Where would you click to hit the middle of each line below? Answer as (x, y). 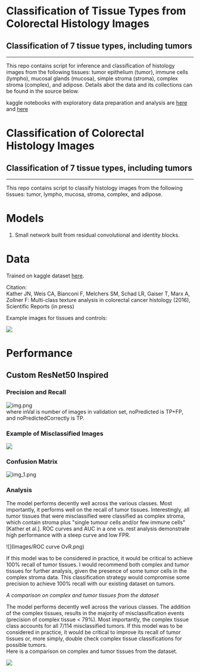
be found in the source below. (43, 91)
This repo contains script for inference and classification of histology (90, 66)
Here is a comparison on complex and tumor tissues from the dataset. (92, 651)
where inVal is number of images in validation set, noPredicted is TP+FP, (95, 411)
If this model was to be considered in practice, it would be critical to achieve (99, 558)
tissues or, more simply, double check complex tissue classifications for (94, 639)
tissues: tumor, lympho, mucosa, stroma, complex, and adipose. (84, 194)
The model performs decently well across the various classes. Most (89, 503)
